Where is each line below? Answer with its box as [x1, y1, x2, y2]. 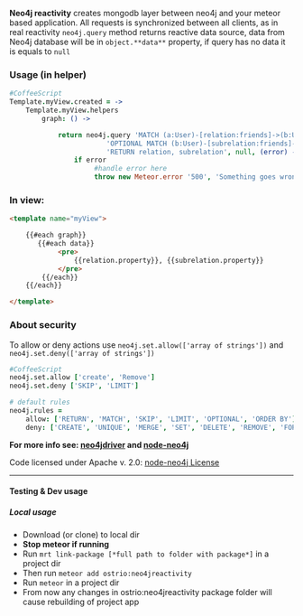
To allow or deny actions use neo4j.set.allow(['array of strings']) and [9, 339, 284, 350]
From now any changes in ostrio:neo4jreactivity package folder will [22, 587, 272, 598]
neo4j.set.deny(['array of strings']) [9, 349, 155, 358]
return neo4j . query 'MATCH [57, 130, 160, 139]
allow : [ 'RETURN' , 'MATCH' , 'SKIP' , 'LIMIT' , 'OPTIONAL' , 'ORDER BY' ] [25, 415, 297, 424]
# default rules [9, 397, 70, 407]
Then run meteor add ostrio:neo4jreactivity [22, 568, 192, 579]
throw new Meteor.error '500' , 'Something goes [94, 173, 277, 182]
